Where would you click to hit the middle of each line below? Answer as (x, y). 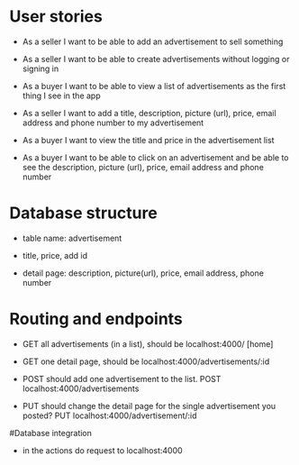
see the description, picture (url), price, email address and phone (143, 167)
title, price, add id (55, 255)
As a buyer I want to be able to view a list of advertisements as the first (154, 86)
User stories (56, 17)
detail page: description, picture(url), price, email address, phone (143, 273)
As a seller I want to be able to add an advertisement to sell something (153, 41)
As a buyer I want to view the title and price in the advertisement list (148, 140)
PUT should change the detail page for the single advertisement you (149, 406)
